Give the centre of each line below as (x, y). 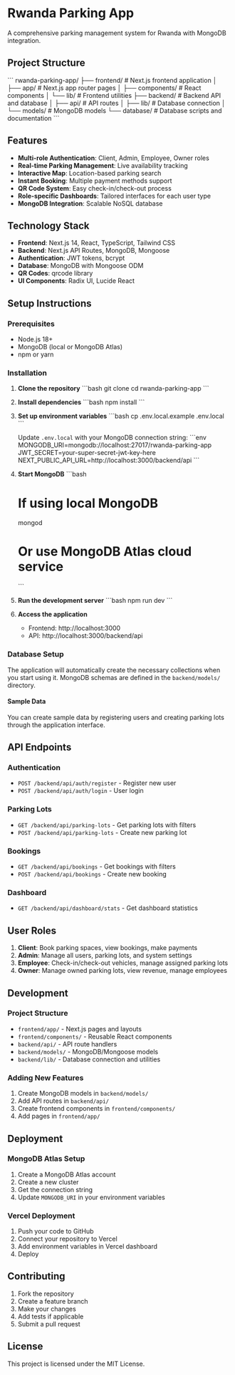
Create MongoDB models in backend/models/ (83, 1094)
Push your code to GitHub (56, 1231)
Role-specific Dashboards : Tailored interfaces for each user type (114, 196)
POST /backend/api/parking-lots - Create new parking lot (102, 832)
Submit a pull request (49, 1324)
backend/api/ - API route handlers (67, 1044)
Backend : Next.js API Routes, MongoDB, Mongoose (94, 251)
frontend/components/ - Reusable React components (95, 1036)
